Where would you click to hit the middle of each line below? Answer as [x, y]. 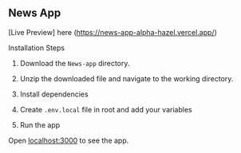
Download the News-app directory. [75, 63]
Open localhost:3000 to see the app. [69, 140]
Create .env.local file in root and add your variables [106, 109]
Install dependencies [54, 94]
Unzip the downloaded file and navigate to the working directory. [126, 78]
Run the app [40, 125]
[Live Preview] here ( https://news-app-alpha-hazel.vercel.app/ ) [113, 32]
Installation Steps [37, 48]
